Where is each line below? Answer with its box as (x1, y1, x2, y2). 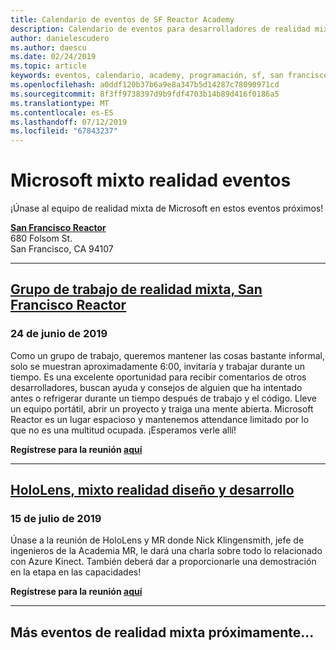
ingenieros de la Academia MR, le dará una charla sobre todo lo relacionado (10, 545, 323, 557)
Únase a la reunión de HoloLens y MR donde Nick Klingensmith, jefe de (10, 534, 305, 546)
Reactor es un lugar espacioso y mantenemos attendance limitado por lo (10, 413, 310, 425)
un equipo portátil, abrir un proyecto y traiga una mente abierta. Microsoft (10, 402, 314, 415)
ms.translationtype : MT (10, 98, 110, 108)
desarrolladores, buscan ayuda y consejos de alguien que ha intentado (10, 381, 303, 393)
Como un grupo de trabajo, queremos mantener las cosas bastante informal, (10, 349, 325, 361)
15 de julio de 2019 (10, 512, 102, 526)
